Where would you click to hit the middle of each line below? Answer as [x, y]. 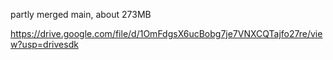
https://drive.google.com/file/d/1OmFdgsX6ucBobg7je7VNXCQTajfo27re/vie [166, 33]
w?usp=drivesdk [44, 44]
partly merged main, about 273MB [81, 14]
